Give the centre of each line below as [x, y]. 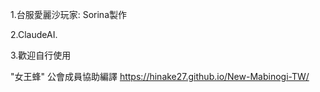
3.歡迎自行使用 [41, 55]
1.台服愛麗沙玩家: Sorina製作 [69, 14]
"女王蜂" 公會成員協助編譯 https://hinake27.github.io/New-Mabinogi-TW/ [160, 76]
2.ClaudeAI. [34, 34]
